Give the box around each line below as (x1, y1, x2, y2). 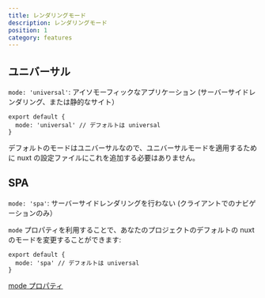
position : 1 (8, 26, 47, 34)
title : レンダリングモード (8, 11, 87, 20)
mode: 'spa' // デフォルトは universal (15, 258, 140, 267)
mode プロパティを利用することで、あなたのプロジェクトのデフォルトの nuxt (8, 224, 255, 234)
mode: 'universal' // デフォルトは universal (15, 122, 161, 130)
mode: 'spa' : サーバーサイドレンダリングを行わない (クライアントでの (8, 198, 236, 208)
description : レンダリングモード (8, 19, 108, 27)
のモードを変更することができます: (8, 235, 122, 244)
